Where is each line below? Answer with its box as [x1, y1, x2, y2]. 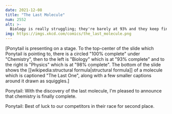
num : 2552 [5, 17, 27, 22]
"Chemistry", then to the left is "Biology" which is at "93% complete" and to [5, 56, 165, 62]
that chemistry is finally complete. [5, 93, 77, 99]
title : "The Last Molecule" [5, 12, 66, 17]
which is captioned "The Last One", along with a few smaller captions [5, 73, 152, 78]
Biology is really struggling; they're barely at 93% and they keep [10, 27, 159, 32]
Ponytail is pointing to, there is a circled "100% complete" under [5, 51, 140, 57]
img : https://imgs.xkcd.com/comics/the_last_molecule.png [5, 31, 132, 36]
